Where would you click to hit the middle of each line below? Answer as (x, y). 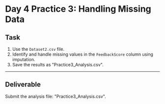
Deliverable (23, 85)
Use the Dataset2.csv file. (38, 49)
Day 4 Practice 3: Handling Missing (78, 9)
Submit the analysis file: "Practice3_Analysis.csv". (56, 96)
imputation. (24, 59)
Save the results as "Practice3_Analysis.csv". (58, 65)
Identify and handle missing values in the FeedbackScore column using (83, 54)
